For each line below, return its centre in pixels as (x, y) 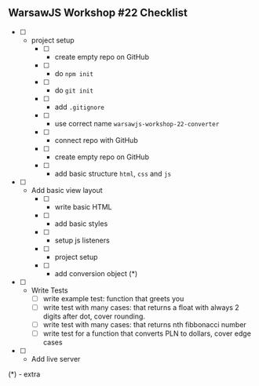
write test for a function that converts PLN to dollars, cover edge (147, 333)
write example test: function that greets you (113, 298)
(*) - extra (24, 374)
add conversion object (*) (96, 273)
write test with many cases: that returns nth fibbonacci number (145, 324)
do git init (74, 90)
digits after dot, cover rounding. (94, 316)
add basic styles (81, 224)
